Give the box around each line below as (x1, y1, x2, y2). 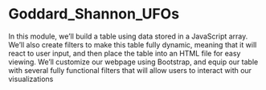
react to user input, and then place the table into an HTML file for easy (8, 48, 241, 58)
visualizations (8, 74, 54, 84)
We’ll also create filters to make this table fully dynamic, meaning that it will (8, 39, 257, 49)
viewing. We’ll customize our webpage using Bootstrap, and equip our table (8, 57, 259, 67)
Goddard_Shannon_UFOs (8, 5, 179, 23)
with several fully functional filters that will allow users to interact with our (8, 65, 252, 75)
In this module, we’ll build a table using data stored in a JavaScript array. (8, 31, 248, 41)
